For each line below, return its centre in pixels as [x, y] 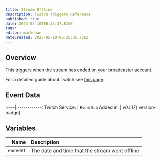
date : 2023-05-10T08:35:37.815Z [39, 24]
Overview [21, 58]
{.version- [146, 107]
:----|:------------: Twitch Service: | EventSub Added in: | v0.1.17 [71, 107]
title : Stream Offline [29, 10]
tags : [11, 28]
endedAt [17, 151]
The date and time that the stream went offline [85, 151]
